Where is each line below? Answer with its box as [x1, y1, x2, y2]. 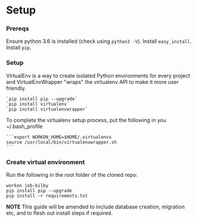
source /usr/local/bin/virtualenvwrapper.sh [6, 139, 117, 145]
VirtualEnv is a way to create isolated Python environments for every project [6, 72, 191, 79]
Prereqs [6, 25, 29, 33]
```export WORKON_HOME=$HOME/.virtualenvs [6, 134, 112, 140]
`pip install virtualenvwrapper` [6, 106, 88, 112]
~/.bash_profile [6, 123, 43, 130]
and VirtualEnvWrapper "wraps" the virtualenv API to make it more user [6, 78, 179, 85]
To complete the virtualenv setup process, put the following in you [6, 116, 166, 123]
